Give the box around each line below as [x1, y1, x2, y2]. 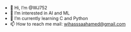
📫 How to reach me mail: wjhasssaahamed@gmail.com [10, 21, 126, 27]
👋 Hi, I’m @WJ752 [10, 5, 48, 10]
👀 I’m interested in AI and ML [10, 10, 70, 16]
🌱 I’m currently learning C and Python [10, 15, 88, 21]
